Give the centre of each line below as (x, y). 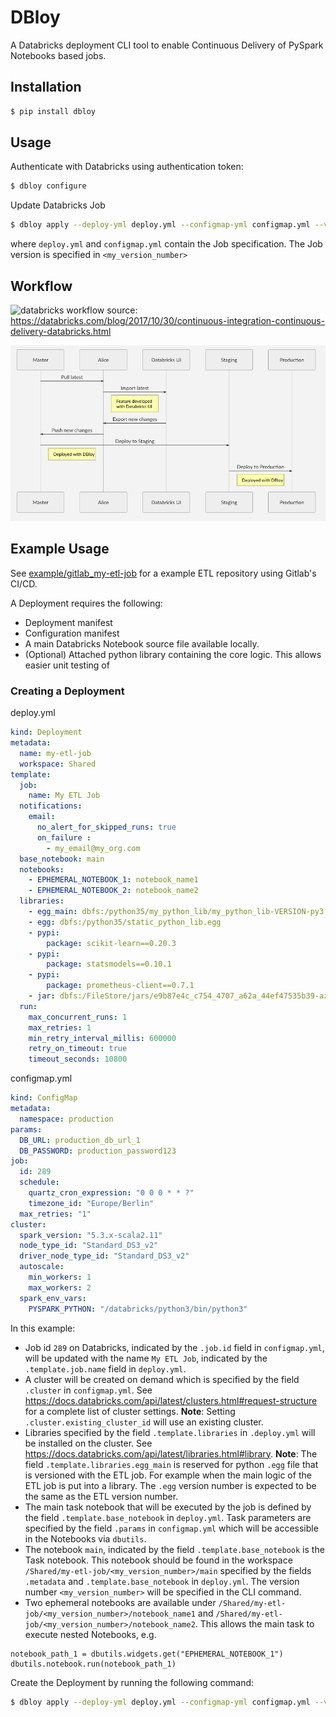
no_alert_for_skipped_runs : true (106, 827)
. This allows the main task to (254, 1623)
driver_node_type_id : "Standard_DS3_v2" (104, 1256)
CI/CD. (24, 583)
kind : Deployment (46, 732)
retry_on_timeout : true (78, 1049)
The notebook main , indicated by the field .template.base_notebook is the (174, 1549)
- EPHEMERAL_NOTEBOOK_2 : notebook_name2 (113, 891)
